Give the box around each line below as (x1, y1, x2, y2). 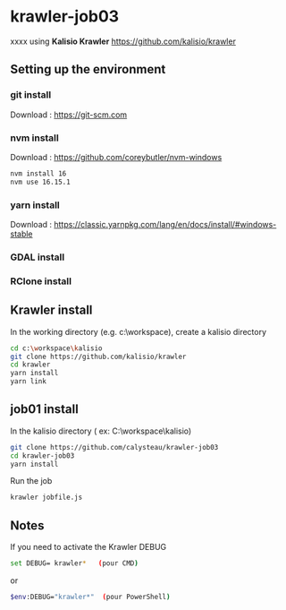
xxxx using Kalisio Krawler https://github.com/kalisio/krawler (10, 36, 236, 47)
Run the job (10, 476, 53, 486)
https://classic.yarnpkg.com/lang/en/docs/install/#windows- (54, 219, 277, 229)
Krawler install (10, 303, 93, 318)
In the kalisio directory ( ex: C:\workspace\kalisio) (10, 425, 192, 436)
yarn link (10, 377, 47, 386)
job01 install (10, 401, 79, 417)
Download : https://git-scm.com (10, 109, 128, 120)
